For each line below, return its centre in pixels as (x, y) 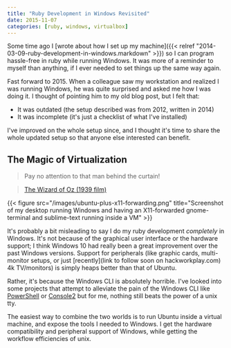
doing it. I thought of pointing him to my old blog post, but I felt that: (103, 96)
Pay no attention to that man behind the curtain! (92, 176)
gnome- (197, 210)
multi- (210, 253)
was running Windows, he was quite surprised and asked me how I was (109, 89)
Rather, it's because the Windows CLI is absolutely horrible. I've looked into (114, 282)
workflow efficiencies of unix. (49, 339)
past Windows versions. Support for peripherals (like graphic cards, (104, 253)
